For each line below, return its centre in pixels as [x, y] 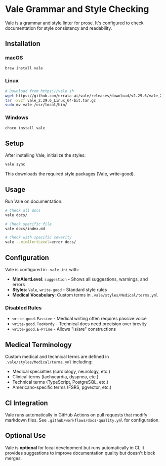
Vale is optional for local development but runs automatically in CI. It [75, 448]
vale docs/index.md [25, 229]
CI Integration [27, 403]
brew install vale [24, 68]
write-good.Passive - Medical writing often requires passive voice [79, 319]
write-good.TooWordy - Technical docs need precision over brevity [80, 324]
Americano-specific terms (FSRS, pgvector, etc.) [62, 387]
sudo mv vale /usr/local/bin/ [36, 105]
